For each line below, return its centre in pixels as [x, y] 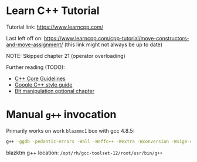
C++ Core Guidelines [40, 78]
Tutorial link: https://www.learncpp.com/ [55, 27]
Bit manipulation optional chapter [55, 91]
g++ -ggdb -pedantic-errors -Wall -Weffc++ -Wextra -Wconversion [87, 142]
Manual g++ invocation [61, 115]
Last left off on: [24, 38]
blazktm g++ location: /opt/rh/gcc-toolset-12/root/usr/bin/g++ [84, 153]
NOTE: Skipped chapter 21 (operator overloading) [66, 56]
